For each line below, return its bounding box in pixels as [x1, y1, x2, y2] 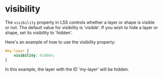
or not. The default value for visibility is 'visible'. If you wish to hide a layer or [5, 24, 158, 30]
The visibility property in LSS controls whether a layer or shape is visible [5, 19, 155, 25]
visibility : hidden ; [14, 53, 55, 58]
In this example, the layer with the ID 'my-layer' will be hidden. [5, 66, 130, 72]
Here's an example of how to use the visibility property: [5, 39, 116, 45]
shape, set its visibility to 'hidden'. [5, 30, 73, 35]
